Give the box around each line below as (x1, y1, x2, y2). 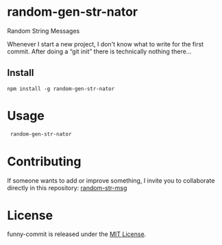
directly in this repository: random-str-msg (7, 183, 127, 192)
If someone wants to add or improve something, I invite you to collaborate (7, 176, 215, 185)
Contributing (7, 153, 82, 169)
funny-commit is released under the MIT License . (7, 230, 147, 238)
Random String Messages (7, 27, 80, 35)
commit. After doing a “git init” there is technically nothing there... (7, 47, 192, 55)
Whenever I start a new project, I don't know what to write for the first (7, 40, 204, 48)
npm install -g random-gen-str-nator (7, 85, 115, 92)
